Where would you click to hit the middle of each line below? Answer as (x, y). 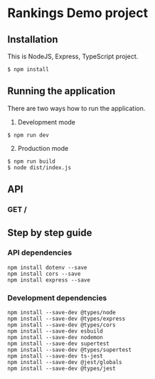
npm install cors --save (44, 274)
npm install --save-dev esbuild (55, 331)
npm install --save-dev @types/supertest (70, 350)
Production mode (43, 148)
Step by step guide (50, 233)
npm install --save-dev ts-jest (55, 356)
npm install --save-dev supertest (59, 344)
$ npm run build (31, 161)
